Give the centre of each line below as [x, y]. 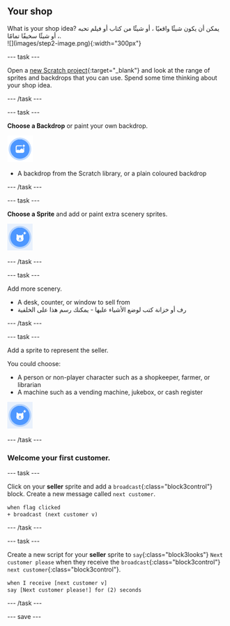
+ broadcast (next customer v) [53, 515]
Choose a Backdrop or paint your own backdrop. [78, 126]
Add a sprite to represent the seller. [58, 350]
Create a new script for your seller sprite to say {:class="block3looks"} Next [115, 555]
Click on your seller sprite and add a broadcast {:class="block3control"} [110, 487]
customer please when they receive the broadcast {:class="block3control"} [114, 562]
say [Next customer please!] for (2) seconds [74, 590]
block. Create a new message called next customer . [81, 494]
